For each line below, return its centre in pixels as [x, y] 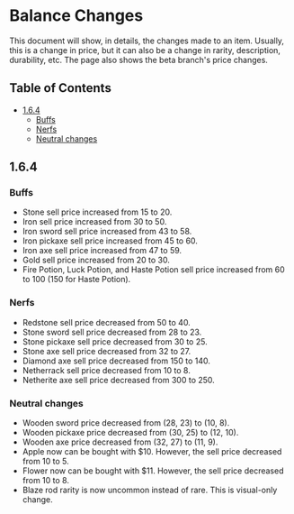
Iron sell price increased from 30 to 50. [94, 222]
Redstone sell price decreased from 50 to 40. [106, 322]
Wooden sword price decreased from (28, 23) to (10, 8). [126, 423]
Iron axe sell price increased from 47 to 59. [102, 251]
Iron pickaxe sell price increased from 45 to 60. [110, 241]
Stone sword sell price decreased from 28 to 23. [112, 332]
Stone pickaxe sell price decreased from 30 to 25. [115, 341]
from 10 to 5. [45, 462]
